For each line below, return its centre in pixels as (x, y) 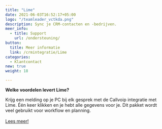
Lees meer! (17, 121)
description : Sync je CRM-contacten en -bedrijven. (61, 24)
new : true (16, 66)
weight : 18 (17, 71)
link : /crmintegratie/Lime (38, 52)
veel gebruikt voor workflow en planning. (48, 110)
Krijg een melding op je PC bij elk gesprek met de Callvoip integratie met (81, 100)
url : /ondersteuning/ (37, 38)
